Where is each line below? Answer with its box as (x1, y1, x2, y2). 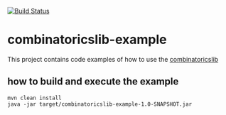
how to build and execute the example (7, 75, 179, 88)
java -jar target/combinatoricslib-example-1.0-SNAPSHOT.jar (7, 100, 193, 108)
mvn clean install (7, 94, 62, 102)
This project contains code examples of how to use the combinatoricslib (7, 55, 219, 63)
